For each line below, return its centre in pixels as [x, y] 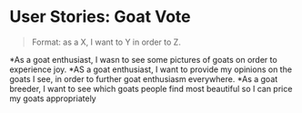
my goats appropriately [53, 98]
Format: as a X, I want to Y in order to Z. [106, 42]
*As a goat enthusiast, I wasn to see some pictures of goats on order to [143, 59]
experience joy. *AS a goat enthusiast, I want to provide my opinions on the [151, 69]
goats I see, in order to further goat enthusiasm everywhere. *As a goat [144, 78]
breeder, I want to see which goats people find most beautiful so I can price [151, 88]
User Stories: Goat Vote [100, 17]
